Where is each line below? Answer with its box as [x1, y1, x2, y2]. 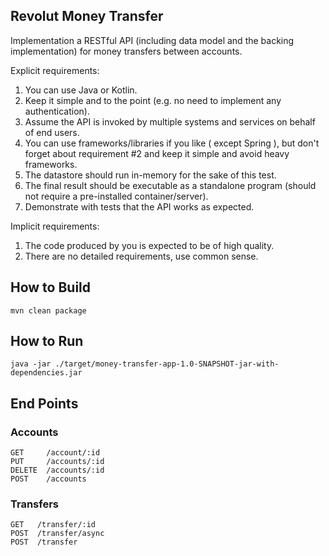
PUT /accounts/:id [10, 457, 105, 467]
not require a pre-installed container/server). [24, 190, 209, 202]
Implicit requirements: [10, 220, 100, 232]
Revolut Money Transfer [10, 8, 164, 25]
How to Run [10, 333, 84, 350]
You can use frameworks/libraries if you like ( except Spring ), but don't [24, 137, 320, 149]
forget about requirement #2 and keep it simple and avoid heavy [24, 147, 290, 159]
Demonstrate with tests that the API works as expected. [24, 200, 255, 213]
